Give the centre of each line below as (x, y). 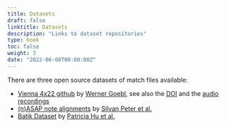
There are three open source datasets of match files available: (98, 80)
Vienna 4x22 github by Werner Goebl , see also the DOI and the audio (118, 93)
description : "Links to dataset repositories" (77, 34)
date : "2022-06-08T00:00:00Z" (52, 60)
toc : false (23, 47)
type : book (23, 40)
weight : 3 (22, 54)
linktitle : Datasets (38, 27)
